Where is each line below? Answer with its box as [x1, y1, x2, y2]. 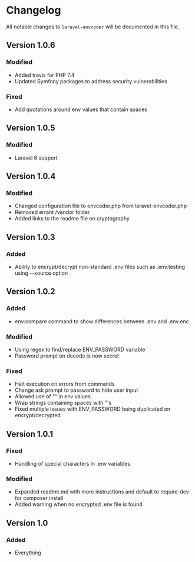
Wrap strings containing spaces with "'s [14, 399, 112, 407]
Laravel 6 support [14, 154, 58, 161]
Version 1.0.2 [6, 287, 56, 297]
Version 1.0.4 [6, 171, 56, 181]
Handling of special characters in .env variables [14, 460, 131, 467]
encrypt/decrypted [14, 412, 61, 419]
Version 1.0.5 [6, 123, 55, 133]
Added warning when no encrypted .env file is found [14, 501, 143, 508]
